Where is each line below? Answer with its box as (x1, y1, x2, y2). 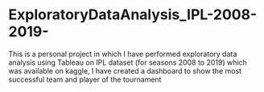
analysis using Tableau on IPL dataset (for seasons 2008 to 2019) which (8, 58, 247, 67)
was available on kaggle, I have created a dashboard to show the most (8, 66, 242, 75)
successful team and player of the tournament (8, 74, 162, 84)
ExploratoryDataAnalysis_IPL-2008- (8, 6, 258, 24)
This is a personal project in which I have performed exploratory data (8, 49, 237, 58)
